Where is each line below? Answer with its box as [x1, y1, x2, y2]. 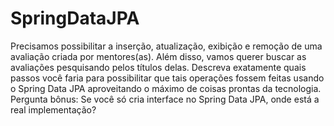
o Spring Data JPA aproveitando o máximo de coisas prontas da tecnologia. [10, 82, 322, 94]
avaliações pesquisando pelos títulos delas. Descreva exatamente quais [10, 61, 307, 73]
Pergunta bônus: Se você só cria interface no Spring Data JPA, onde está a [10, 93, 320, 105]
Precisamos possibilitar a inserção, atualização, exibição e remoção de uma [10, 40, 323, 52]
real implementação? [10, 103, 97, 116]
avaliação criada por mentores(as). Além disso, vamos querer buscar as [10, 50, 307, 62]
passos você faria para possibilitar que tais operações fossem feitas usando [10, 72, 325, 84]
